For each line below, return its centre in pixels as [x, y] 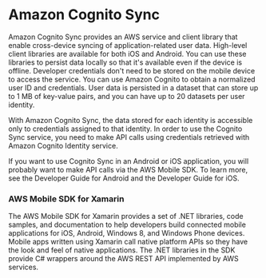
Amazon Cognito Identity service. [63, 145]
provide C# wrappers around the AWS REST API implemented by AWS [124, 259]
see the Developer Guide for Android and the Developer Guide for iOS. [124, 178]
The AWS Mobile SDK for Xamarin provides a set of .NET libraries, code [126, 216]
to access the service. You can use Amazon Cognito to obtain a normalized [132, 79]
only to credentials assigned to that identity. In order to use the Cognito [125, 129]
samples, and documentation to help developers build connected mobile [127, 224]
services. [23, 267]
